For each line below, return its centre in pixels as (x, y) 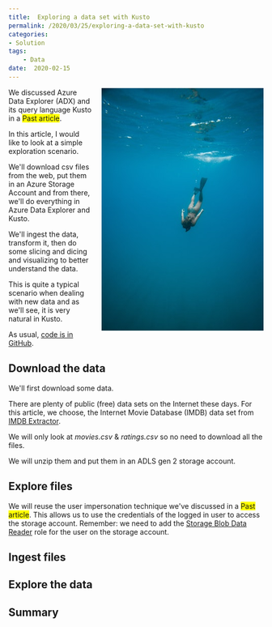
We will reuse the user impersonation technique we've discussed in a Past (132, 505)
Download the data (57, 369)
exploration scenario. (44, 151)
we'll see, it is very (39, 310)
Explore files (40, 486)
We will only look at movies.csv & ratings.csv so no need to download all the (136, 437)
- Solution (27, 43)
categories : (28, 34)
